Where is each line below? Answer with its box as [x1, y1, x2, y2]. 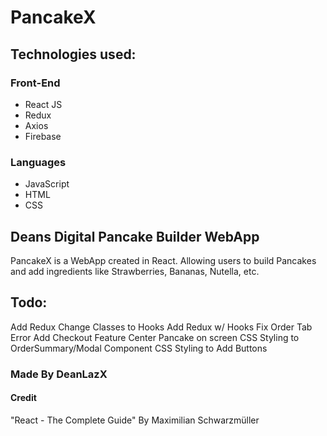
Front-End [10, 76, 61, 90]
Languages [10, 155, 67, 169]
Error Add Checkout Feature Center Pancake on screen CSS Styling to [10, 331, 300, 343]
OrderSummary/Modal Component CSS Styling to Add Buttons [10, 342, 268, 354]
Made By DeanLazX [10, 367, 108, 381]
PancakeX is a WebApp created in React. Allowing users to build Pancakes [10, 254, 317, 266]
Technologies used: [10, 46, 137, 63]
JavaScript [24, 178, 70, 190]
